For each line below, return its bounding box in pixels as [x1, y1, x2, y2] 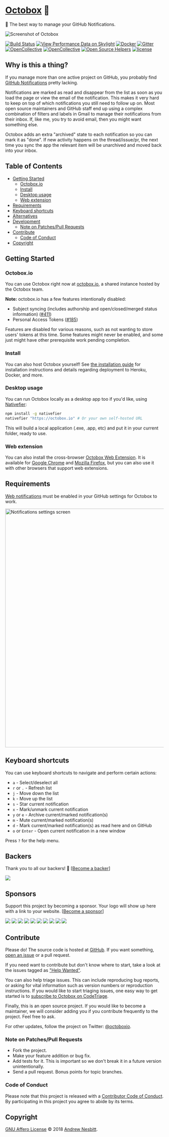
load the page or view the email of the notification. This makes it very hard [5, 94, 159, 100]
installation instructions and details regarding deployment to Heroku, [5, 366, 147, 372]
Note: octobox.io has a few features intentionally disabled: [5, 296, 126, 302]
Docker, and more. [5, 372, 44, 378]
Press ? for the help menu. [5, 837, 60, 843]
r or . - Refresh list [12, 785, 52, 791]
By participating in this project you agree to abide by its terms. [5, 1098, 134, 1104]
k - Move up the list [12, 795, 53, 801]
